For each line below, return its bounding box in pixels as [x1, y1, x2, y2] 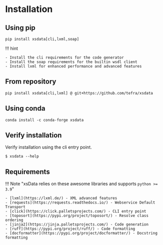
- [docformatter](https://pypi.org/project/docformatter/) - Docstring [5, 231, 157, 236]
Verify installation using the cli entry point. [5, 144, 92, 150]
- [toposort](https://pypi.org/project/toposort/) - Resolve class [5, 213, 149, 218]
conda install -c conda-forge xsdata [5, 117, 84, 122]
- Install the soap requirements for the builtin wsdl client [5, 59, 137, 64]
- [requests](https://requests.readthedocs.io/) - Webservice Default [5, 200, 155, 205]
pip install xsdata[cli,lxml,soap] [5, 36, 79, 41]
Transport [5, 204, 26, 209]
